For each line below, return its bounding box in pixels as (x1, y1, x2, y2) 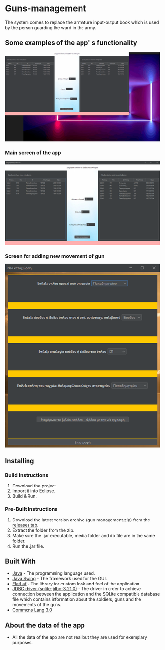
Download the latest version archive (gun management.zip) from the (12, 517, 151, 522)
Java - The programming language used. (12, 570, 95, 576)
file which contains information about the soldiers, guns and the (12, 596, 141, 602)
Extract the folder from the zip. (12, 527, 75, 533)
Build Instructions (5, 471, 49, 478)
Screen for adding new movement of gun (5, 252, 105, 259)
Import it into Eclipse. (12, 488, 55, 494)
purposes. (12, 640, 33, 646)
